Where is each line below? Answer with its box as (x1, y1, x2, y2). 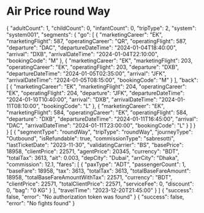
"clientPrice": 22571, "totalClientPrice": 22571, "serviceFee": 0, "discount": (6, 180, 194, 187)
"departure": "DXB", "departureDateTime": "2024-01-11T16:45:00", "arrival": (6, 115, 198, 123)
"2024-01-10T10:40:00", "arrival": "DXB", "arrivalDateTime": (6, 96, 158, 103)
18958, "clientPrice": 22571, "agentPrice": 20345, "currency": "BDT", (6, 148, 179, 155)
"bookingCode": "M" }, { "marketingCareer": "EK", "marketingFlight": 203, (6, 57, 193, 64)
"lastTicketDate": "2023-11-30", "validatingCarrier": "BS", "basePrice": (6, 141, 184, 148)
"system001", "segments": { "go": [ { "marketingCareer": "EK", (6, 31, 164, 38)
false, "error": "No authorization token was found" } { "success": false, (6, 193, 184, 200)
